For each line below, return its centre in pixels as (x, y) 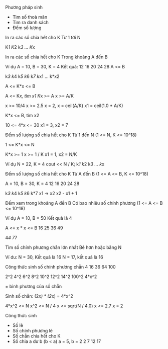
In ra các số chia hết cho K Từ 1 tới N (43, 37)
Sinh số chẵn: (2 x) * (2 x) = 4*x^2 (39, 296)
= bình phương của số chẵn (34, 286)
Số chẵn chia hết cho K (36, 336)
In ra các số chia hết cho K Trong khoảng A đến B (56, 57)
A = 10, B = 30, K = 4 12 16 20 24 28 (42, 184)
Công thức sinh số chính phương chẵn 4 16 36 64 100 (61, 267)
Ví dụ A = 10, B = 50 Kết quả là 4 (39, 218)
